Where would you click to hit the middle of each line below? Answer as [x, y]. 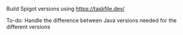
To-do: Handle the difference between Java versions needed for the [91, 20]
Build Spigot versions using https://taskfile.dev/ [65, 9]
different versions [28, 27]
